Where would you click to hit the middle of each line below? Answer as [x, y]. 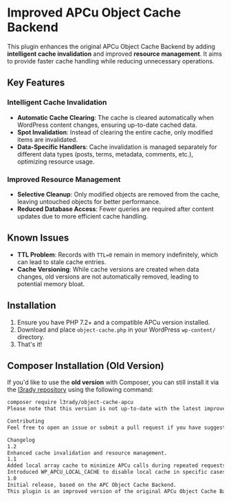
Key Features [36, 83]
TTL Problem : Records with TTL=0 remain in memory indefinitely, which [118, 254]
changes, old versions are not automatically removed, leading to [108, 277]
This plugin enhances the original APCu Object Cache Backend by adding [111, 46]
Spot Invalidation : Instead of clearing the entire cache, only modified [115, 132]
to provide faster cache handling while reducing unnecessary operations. [111, 61]
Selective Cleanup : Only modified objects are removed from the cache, [118, 194]
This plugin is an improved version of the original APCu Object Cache [112, 491]
